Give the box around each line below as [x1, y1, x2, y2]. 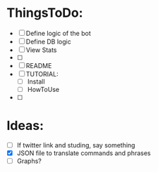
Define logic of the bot [25, 29, 91, 37]
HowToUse [27, 86, 60, 93]
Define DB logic [25, 37, 71, 46]
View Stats [25, 46, 57, 54]
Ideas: [6, 118, 44, 134]
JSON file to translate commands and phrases [16, 149, 151, 157]
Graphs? [16, 157, 42, 166]
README [25, 61, 52, 70]
